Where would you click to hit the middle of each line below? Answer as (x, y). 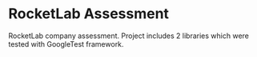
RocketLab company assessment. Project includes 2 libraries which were (129, 36)
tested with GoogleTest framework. (66, 44)
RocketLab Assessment (89, 14)
